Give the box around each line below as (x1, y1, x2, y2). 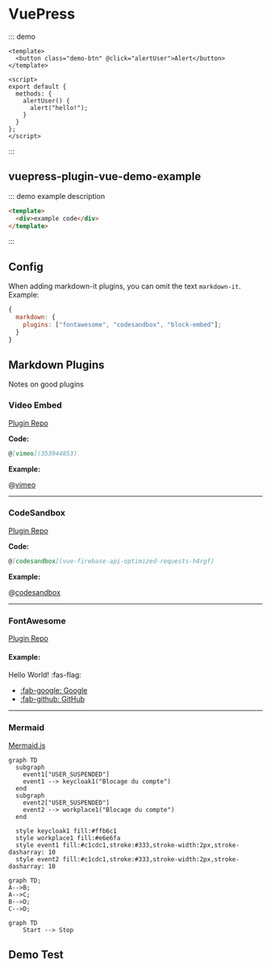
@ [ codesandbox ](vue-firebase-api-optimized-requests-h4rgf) (8, 557, 215, 565)
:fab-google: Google (19, 686, 88, 695)
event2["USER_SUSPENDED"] (23, 798, 110, 807)
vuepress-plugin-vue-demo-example (8, 170, 202, 184)
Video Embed (8, 399, 62, 411)
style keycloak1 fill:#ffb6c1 (15, 826, 117, 835)
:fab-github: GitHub (19, 695, 85, 704)
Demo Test (8, 948, 65, 961)
